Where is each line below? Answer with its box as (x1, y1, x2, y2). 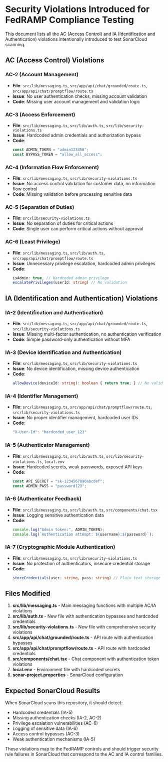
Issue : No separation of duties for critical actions (12, 220, 113, 226)
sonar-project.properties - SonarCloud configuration (12, 672, 123, 678)
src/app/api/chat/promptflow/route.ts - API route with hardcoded (12, 645, 150, 651)
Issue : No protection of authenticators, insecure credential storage (12, 560, 150, 566)
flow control (12, 186, 37, 192)
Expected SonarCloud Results (5, 686, 100, 695)
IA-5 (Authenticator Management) (5, 442, 90, 449)
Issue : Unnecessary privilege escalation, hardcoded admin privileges (12, 260, 155, 267)
